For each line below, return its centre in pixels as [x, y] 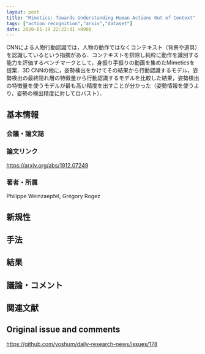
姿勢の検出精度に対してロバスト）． [61, 93]
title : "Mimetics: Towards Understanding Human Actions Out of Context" [101, 18]
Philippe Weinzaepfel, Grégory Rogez [54, 196]
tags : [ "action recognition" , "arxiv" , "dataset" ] [69, 23]
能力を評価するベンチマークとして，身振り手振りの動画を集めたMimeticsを [101, 63]
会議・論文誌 [25, 134]
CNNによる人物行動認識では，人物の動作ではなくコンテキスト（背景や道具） [102, 47]
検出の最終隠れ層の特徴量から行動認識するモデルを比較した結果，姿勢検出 [105, 78]
